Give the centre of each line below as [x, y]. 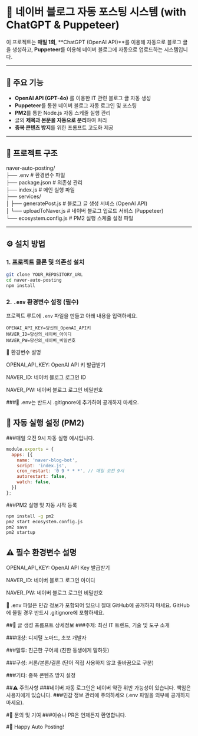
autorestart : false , [42, 477]
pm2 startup [21, 533]
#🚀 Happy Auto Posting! [35, 727]
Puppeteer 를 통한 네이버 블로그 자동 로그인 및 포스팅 [76, 105]
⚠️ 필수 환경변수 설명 [42, 552]
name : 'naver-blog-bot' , [47, 460]
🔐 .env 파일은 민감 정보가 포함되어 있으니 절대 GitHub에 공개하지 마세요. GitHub [98, 605]
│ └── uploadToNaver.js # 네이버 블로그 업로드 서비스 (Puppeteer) [85, 210]
